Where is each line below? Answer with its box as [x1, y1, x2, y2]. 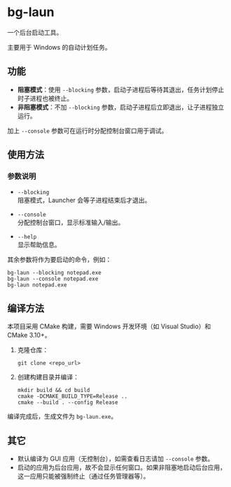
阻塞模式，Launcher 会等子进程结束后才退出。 [17, 196, 151, 205]
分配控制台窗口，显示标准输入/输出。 [17, 218, 125, 227]
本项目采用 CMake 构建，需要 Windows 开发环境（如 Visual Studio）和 [7, 322, 211, 330]
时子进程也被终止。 [17, 94, 73, 102]
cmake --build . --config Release [17, 399, 118, 406]
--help [17, 233, 37, 241]
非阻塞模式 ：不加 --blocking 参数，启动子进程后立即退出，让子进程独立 [17, 103, 225, 111]
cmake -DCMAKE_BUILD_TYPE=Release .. [17, 393, 128, 400]
